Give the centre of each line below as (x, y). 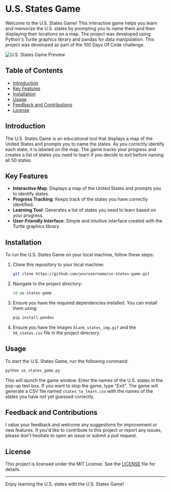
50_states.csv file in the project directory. (56, 333)
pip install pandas (33, 317)
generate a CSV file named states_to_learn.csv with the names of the (79, 391)
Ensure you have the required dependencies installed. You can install (85, 303)
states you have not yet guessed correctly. (50, 397)
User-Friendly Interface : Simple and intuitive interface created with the (88, 221)
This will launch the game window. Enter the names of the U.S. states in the (84, 380)
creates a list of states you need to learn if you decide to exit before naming (84, 155)
